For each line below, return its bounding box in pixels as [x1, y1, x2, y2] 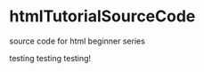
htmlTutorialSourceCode [9, 6, 196, 27]
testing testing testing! [9, 52, 92, 63]
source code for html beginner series [9, 36, 145, 46]
